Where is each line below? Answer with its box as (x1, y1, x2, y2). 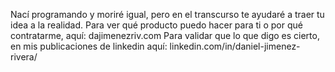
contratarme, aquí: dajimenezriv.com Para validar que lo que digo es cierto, (10, 30, 320, 41)
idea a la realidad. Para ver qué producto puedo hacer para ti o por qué (10, 19, 303, 31)
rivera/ (10, 51, 38, 63)
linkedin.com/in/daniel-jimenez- (169, 40, 301, 52)
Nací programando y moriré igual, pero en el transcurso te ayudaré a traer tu (10, 9, 325, 20)
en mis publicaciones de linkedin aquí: (10, 40, 168, 52)
